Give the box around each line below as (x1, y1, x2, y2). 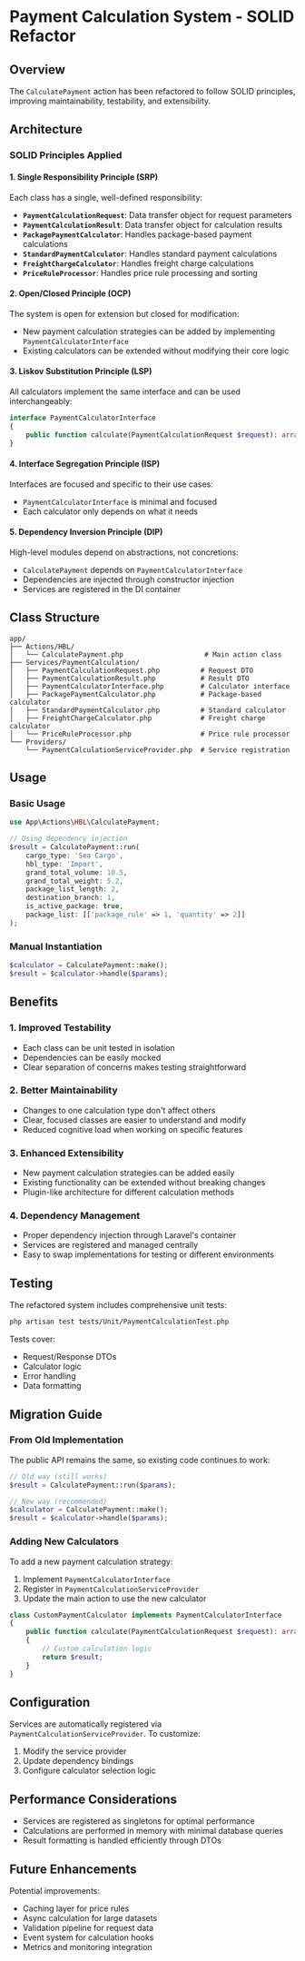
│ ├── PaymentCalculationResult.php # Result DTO (9, 674, 250, 683)
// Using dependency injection (9, 834, 128, 844)
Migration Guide (9, 1406, 103, 1422)
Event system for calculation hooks (22, 1932, 154, 1943)
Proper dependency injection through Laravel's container (22, 1230, 237, 1241)
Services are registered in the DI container (22, 583, 182, 594)
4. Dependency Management (9, 1210, 141, 1223)
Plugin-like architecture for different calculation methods (22, 1187, 234, 1198)
